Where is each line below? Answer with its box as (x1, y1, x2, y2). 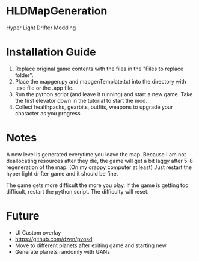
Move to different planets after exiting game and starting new (14, 242, 167, 249)
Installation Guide (6, 45, 96, 59)
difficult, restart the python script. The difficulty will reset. (6, 188, 149, 195)
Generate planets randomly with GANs (14, 248, 110, 255)
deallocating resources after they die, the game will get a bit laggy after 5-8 (6, 157, 194, 164)
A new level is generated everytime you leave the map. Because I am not (6, 150, 186, 158)
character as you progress (14, 109, 81, 117)
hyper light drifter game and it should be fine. (6, 170, 118, 177)
